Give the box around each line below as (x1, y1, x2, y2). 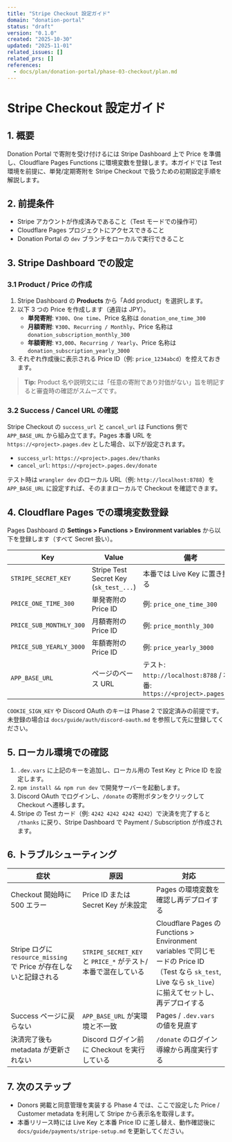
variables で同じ (156, 946, 209, 956)
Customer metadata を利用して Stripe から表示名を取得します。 (17, 1109, 198, 1118)
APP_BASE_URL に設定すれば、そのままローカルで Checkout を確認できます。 (7, 484, 222, 493)
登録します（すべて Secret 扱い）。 (19, 535, 117, 543)
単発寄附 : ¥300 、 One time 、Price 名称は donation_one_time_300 (27, 314, 206, 322)
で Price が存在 (10, 961, 59, 971)
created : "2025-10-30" (7, 36, 72, 43)
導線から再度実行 (156, 1044, 212, 1054)
